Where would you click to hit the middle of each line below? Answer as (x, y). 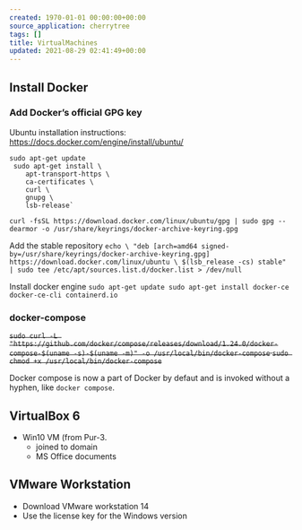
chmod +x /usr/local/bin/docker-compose (86, 361)
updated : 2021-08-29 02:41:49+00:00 (78, 51)
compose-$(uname (39, 354)
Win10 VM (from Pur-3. (65, 437)
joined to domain (67, 447)
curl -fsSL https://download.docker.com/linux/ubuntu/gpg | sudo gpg (142, 221)
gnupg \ (39, 197)
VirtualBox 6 (45, 416)
